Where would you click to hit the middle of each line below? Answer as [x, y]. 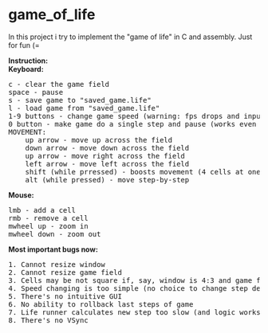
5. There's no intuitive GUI [65, 296]
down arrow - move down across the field [107, 148]
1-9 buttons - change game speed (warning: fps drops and [124, 116]
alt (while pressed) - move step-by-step [107, 180]
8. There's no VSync [49, 320]
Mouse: [21, 195]
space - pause [36, 92]
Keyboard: [26, 69]
